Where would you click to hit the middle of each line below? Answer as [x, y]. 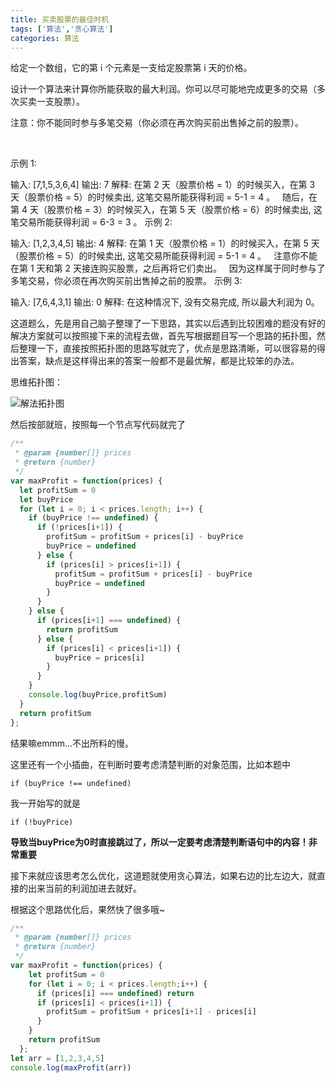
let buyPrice [46, 499]
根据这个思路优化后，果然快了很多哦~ [88, 909]
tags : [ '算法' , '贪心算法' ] [62, 29]
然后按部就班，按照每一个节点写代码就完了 [98, 425]
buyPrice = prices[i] [99, 657]
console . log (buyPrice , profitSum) [98, 695]
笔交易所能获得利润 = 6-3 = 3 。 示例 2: [91, 222]
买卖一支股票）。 [51, 102]
